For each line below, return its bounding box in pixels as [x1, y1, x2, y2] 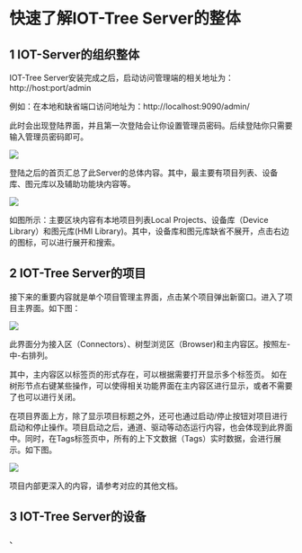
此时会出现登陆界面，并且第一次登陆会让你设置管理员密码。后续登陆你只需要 [9, 120, 293, 130]
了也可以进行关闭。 [9, 391, 81, 402]
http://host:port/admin [9, 83, 92, 93]
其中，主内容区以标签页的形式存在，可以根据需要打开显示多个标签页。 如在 [9, 369, 288, 379]
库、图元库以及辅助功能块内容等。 [9, 179, 136, 189]
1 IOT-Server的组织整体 [9, 47, 140, 62]
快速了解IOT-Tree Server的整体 [9, 8, 241, 29]
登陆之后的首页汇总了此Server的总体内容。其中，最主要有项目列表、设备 [9, 167, 279, 178]
